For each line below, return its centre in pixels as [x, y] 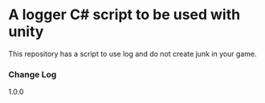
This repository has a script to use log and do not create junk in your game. [132, 53]
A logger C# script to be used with [124, 15]
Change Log [33, 74]
